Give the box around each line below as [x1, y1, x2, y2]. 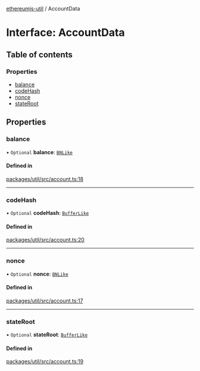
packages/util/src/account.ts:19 [6, 358, 84, 365]
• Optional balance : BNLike [6, 148, 73, 155]
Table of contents [6, 49, 73, 60]
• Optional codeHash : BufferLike [6, 210, 89, 217]
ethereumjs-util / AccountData [6, 5, 80, 12]
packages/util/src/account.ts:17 [6, 297, 83, 304]
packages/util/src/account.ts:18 [6, 175, 84, 182]
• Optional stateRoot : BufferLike [6, 331, 88, 338]
